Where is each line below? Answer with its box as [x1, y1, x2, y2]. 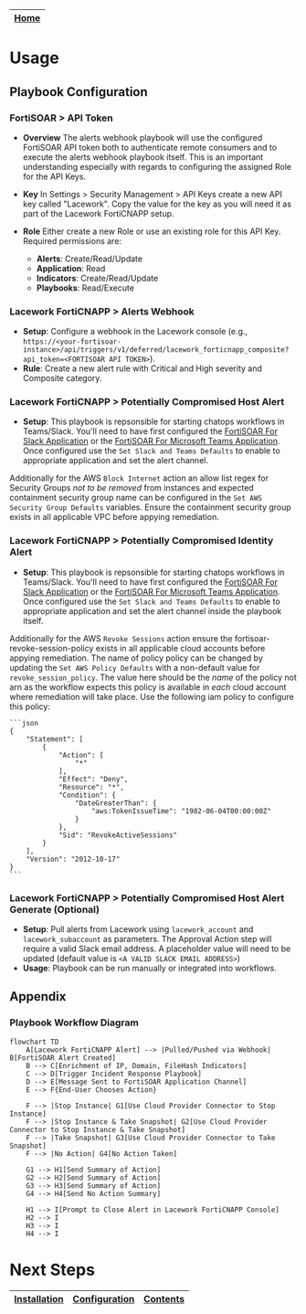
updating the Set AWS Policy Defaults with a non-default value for [9, 662, 260, 673]
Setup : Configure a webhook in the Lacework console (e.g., [22, 326, 248, 337]
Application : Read [36, 262, 106, 273]
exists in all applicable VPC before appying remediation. [9, 512, 219, 523]
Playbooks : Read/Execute [36, 282, 135, 293]
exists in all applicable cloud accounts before [95, 642, 266, 653]
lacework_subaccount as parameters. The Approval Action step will [22, 934, 272, 945]
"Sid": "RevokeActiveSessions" [58, 831, 178, 840]
